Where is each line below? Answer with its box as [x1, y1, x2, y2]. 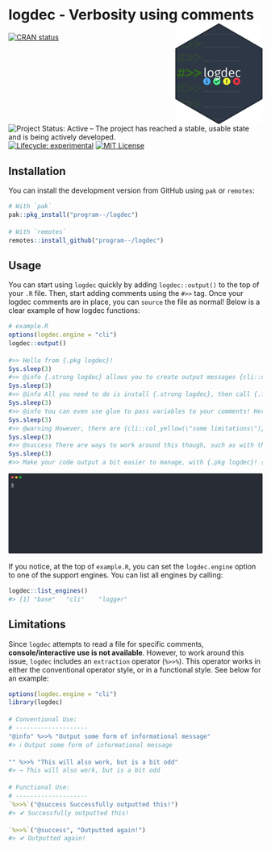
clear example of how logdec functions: [8, 306, 140, 315]
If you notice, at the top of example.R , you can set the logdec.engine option [8, 562, 256, 572]
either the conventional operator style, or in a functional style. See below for [8, 665, 261, 674]
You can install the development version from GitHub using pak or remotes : [8, 185, 256, 195]
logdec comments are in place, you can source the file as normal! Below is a [8, 297, 261, 307]
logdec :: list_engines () [8, 587, 89, 595]
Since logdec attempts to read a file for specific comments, [8, 639, 204, 648]
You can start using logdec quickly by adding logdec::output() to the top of [8, 280, 260, 290]
